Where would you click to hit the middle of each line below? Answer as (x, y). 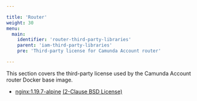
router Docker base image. (40, 80)
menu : (13, 28)
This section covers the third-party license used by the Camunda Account (99, 73)
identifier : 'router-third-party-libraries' (74, 40)
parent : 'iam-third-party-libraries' (65, 45)
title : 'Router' (27, 17)
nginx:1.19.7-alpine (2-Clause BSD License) (69, 91)
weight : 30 (20, 23)
